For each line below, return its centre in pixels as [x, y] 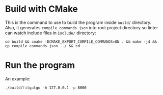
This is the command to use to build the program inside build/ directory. [78, 22]
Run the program [40, 66]
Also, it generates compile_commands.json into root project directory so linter [82, 27]
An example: [18, 78]
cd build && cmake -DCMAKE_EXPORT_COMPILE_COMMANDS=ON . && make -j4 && [81, 42]
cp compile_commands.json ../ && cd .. [46, 46]
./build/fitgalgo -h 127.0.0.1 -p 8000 [46, 88]
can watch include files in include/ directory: [51, 33]
